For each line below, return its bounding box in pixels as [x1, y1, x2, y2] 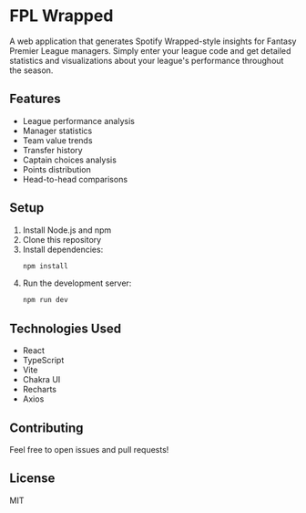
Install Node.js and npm [22, 225, 112, 236]
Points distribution [22, 163, 91, 174]
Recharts [22, 384, 57, 395]
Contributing [9, 420, 84, 435]
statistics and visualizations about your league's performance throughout [9, 55, 284, 66]
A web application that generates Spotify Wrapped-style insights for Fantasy [9, 36, 297, 47]
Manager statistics [22, 125, 93, 136]
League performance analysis [22, 115, 135, 126]
